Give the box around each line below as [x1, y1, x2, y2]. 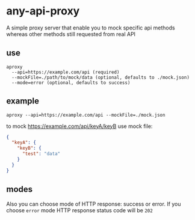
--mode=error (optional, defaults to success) [11, 79, 131, 85]
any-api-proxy [6, 4, 80, 18]
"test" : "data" [22, 151, 61, 157]
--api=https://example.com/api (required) [11, 69, 120, 75]
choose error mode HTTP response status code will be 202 [6, 206, 153, 214]
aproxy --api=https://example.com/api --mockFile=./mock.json [6, 112, 166, 118]
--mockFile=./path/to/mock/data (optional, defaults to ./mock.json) [11, 74, 190, 81]
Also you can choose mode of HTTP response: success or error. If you [6, 200, 182, 207]
